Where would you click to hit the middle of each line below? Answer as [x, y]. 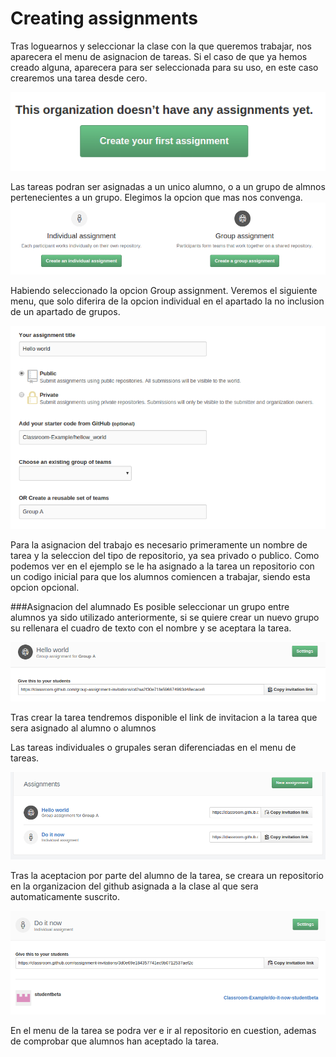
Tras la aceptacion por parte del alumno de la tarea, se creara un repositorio [167, 875]
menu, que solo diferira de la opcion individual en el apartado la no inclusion [167, 301]
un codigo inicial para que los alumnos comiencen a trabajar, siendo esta [160, 576]
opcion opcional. [45, 587]
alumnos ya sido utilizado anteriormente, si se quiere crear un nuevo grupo [165, 617]
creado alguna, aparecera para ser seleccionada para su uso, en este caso [164, 67]
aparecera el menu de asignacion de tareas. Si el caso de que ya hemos [159, 56]
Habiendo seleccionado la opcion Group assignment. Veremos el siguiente [164, 291]
